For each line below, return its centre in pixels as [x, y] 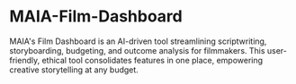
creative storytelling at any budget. [74, 70]
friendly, [25, 60]
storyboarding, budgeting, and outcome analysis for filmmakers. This [137, 50]
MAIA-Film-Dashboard [96, 17]
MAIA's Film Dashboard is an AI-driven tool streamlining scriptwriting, [138, 41]
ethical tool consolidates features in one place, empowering [152, 60]
